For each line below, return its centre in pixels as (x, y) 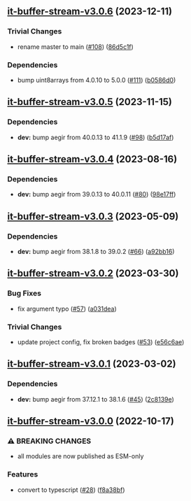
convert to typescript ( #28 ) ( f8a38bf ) (71, 490)
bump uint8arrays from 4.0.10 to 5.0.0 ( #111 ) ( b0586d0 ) (97, 80)
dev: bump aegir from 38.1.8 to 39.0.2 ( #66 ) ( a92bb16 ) (96, 252)
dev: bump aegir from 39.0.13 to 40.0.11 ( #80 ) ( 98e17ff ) (97, 195)
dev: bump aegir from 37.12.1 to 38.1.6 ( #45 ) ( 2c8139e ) (96, 399)
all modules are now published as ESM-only (80, 456)
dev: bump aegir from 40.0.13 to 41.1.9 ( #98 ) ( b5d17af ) (95, 137)
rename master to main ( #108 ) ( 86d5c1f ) (76, 47)
